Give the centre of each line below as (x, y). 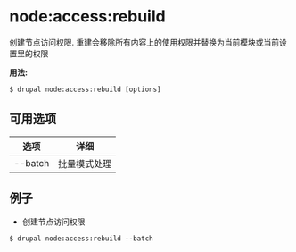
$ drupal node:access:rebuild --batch (81, 239)
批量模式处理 (85, 164)
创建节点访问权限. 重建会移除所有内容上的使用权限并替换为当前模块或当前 (144, 42)
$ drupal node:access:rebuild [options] (86, 89)
